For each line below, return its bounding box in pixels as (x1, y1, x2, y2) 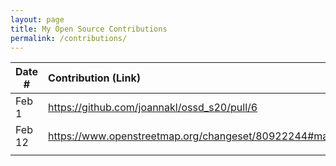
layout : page (10, 14, 65, 25)
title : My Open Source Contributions (10, 24, 168, 34)
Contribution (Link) (48, 71, 141, 85)
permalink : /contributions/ (10, 33, 128, 43)
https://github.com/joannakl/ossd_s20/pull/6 (48, 101, 258, 115)
